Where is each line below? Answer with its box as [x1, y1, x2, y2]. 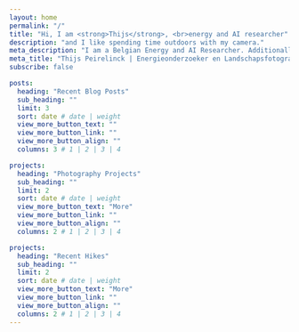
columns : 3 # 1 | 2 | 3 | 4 [17, 145, 122, 154]
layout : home [9, 12, 58, 22]
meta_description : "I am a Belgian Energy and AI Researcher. [9, 46, 245, 55]
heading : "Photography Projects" [17, 169, 141, 178]
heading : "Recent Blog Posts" [17, 86, 129, 96]
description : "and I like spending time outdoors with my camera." [9, 37, 265, 47]
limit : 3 [17, 103, 50, 112]
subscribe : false [9, 63, 74, 72]
